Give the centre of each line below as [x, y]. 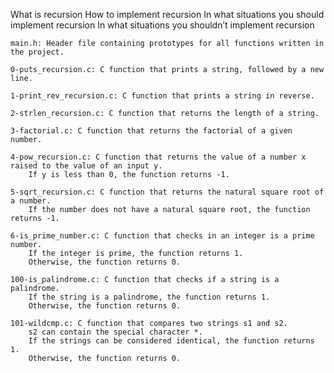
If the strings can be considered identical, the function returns [171, 341]
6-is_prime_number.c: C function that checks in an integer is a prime [162, 236]
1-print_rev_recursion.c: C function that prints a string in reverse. [162, 96]
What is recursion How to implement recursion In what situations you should [167, 14]
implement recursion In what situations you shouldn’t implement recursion [162, 25]
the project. [37, 52]
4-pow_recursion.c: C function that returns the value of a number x [158, 157]
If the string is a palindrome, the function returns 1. [149, 297]
